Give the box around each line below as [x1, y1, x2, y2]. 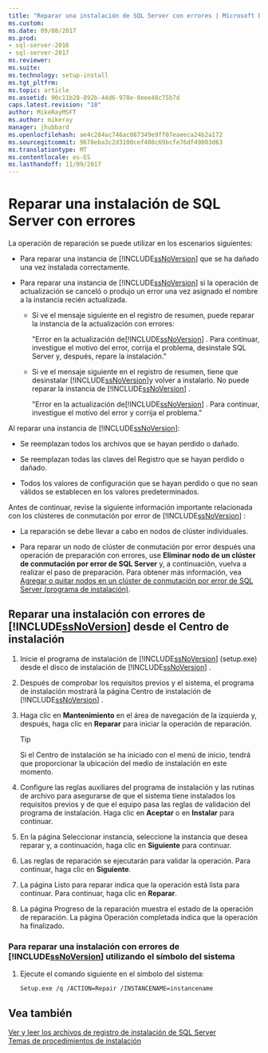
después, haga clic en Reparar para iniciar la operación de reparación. [19, 719, 252, 728]
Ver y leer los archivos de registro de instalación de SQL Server [8, 1027, 217, 1037]
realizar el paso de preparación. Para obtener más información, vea [19, 567, 242, 577]
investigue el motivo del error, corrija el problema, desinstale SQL [31, 343, 247, 353]
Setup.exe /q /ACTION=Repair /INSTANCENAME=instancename [19, 985, 214, 993]
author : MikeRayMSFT [8, 109, 77, 117]
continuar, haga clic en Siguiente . [19, 864, 132, 874]
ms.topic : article [8, 86, 69, 94]
